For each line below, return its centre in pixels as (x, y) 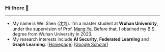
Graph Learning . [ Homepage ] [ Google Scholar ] (60, 44)
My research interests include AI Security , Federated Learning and (80, 39)
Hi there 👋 (17, 8)
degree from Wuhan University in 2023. (52, 34)
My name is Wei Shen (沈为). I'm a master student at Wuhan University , (85, 23)
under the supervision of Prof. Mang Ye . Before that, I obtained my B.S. (84, 29)
